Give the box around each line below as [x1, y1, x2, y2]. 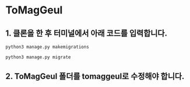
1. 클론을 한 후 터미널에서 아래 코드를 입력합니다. [5, 28, 167, 38]
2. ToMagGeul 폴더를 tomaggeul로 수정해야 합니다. [5, 71, 185, 82]
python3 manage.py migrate [5, 54, 71, 60]
